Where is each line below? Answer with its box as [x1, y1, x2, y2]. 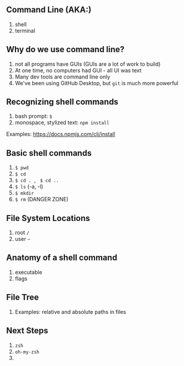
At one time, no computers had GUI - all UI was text [14, 66, 142, 74]
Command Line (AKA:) [6, 5, 91, 15]
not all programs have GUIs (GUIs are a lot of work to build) [14, 60, 161, 68]
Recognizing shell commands [6, 97, 118, 107]
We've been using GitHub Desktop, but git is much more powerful [14, 79, 179, 86]
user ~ [14, 235, 31, 243]
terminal [14, 27, 36, 34]
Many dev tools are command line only [14, 73, 111, 80]
